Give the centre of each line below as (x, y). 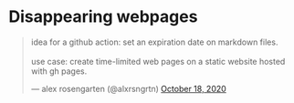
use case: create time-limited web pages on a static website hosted (158, 61)
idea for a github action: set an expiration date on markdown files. (154, 42)
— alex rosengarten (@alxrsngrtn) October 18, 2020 (129, 88)
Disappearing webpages (103, 17)
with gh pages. (59, 71)
